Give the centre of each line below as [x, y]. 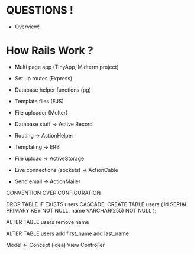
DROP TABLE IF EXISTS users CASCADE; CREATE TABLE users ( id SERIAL [97, 204]
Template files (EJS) [39, 101]
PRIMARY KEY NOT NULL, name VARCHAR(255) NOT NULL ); [81, 210]
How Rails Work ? [50, 51]
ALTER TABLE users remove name [48, 222]
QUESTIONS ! [40, 10]
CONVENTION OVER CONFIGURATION [54, 193]
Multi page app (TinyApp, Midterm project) [67, 67]
